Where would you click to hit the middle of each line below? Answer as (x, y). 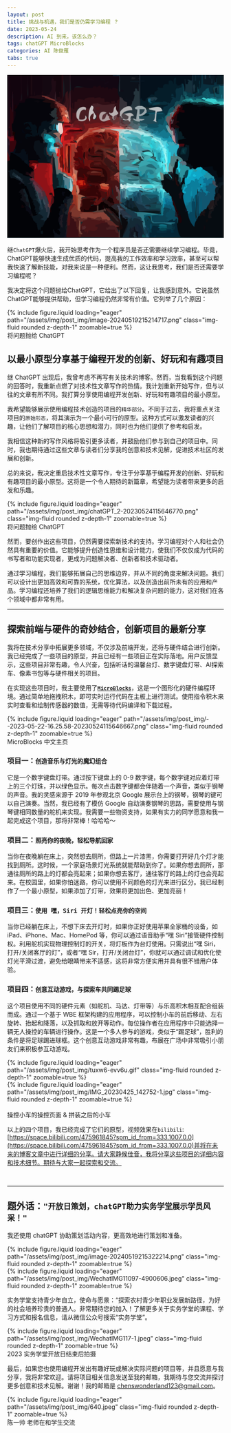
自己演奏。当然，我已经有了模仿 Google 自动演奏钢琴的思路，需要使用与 (115, 803)
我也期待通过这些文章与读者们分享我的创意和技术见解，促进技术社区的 (118, 449)
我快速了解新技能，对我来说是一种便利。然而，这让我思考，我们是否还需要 (112, 267)
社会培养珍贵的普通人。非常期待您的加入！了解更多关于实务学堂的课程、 (115, 1308)
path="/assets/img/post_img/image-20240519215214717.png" (95, 320)
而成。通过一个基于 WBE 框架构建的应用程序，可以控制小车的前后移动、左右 (115, 1014)
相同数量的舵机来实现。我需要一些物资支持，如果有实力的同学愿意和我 (118, 812)
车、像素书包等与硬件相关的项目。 (55, 673)
